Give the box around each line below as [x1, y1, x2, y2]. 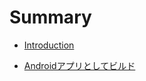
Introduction [23, 39, 75, 51]
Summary [9, 6, 92, 29]
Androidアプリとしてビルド [23, 59, 136, 71]
